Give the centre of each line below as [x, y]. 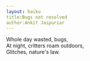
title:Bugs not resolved [37, 17]
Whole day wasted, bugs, [37, 40]
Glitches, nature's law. [33, 52]
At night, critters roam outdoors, [45, 46]
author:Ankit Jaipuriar [36, 23]
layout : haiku [24, 12]
